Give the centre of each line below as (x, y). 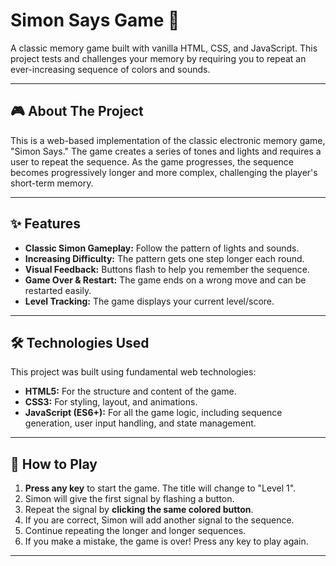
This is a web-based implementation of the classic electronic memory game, (168, 140)
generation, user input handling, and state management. (140, 423)
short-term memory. (52, 183)
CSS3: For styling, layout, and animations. (111, 402)
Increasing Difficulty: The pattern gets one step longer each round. (164, 258)
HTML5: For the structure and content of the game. (130, 391)
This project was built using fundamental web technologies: (133, 372)
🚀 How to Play (54, 464)
